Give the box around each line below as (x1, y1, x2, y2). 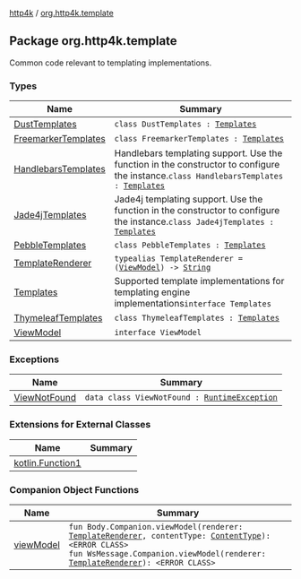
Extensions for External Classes (9, 419, 151, 431)
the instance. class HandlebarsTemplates (114, 169, 284, 182)
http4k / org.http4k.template (9, 8, 114, 18)
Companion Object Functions (9, 483, 140, 496)
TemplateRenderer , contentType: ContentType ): (68, 531, 271, 540)
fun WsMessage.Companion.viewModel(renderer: (68, 549, 266, 558)
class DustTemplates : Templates (114, 119, 257, 129)
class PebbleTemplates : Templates (114, 240, 266, 250)
